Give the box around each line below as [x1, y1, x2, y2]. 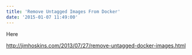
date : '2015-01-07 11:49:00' [6, 14, 78, 20]
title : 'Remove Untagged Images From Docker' [6, 8, 120, 15]
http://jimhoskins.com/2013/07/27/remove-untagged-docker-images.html [6, 42, 186, 49]
